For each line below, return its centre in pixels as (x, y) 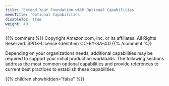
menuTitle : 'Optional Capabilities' (44, 15)
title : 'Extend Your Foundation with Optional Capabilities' (71, 10)
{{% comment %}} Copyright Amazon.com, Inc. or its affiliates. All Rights (81, 38)
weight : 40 (17, 24)
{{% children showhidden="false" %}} (45, 79)
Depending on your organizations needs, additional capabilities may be (79, 53)
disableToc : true (23, 19)
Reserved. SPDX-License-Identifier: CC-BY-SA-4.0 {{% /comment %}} (79, 44)
